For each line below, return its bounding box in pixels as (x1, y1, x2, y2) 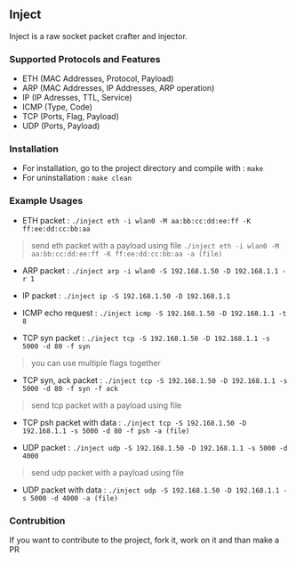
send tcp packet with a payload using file (30, 400, 182, 411)
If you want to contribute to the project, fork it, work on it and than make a (9, 534, 280, 545)
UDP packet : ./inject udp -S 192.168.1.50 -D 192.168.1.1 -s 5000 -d (21, 442, 288, 452)
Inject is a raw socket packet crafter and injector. (9, 30, 188, 41)
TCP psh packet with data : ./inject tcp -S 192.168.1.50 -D (21, 417, 247, 428)
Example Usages (9, 195, 84, 208)
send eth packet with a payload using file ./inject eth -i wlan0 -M (30, 240, 280, 250)
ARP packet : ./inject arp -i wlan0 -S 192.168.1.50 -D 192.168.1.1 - (21, 265, 287, 275)
